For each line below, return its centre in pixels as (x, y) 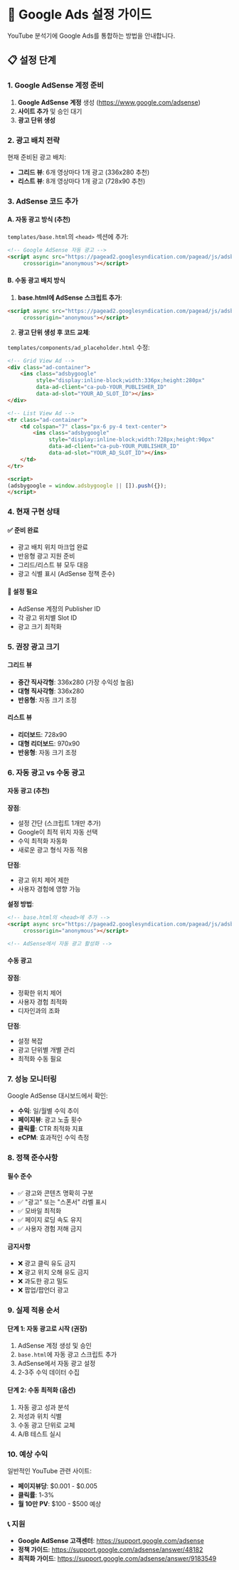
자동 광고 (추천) (28, 791)
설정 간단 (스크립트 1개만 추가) (59, 823)
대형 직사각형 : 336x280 (51, 691)
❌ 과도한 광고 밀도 (43, 1281)
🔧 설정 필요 (22, 591)
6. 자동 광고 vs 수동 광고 (46, 773)
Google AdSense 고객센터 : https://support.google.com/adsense (111, 1541)
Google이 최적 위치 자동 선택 (58, 832)
